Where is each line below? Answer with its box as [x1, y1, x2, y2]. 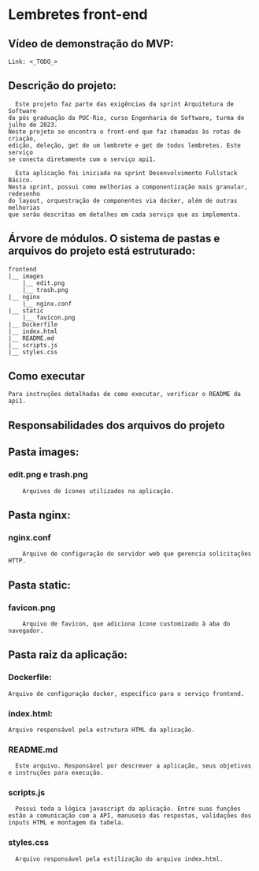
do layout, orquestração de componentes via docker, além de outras [8, 196, 238, 204]
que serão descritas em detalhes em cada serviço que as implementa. [8, 211, 242, 219]
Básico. [8, 176, 34, 184]
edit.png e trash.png [8, 469, 88, 480]
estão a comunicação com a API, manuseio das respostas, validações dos [8, 812, 252, 820]
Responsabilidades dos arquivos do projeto [8, 418, 225, 432]
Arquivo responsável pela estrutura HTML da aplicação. [8, 726, 195, 734]
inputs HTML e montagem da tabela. [8, 819, 125, 827]
